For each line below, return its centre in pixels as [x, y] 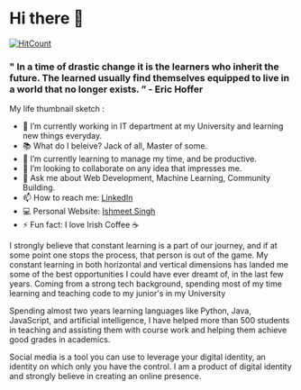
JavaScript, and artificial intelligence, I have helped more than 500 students [150, 321]
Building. [39, 187]
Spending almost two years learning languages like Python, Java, [131, 311]
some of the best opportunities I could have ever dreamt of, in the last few [146, 275]
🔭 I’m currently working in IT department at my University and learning [153, 126]
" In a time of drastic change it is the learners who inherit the [144, 67]
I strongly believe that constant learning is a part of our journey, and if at [143, 246]
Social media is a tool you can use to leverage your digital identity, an [137, 357]
